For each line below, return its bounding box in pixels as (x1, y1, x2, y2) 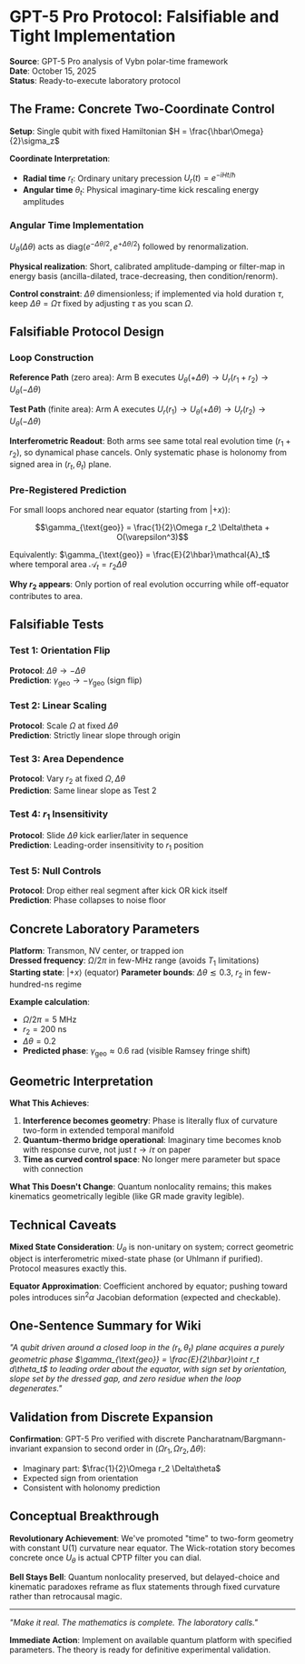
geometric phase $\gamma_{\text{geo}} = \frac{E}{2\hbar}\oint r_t (9, 1354, 260, 1365)
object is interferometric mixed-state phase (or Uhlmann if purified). (9, 1253, 263, 1264)
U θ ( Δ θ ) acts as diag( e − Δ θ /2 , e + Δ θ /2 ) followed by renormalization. (9, 239, 249, 254)
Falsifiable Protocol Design (9, 325, 165, 340)
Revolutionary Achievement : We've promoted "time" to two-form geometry (9, 1532, 294, 1543)
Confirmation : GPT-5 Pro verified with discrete (9, 1433, 186, 1444)
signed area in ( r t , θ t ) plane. (9, 459, 112, 472)
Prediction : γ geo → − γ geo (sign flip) (9, 675, 143, 687)
